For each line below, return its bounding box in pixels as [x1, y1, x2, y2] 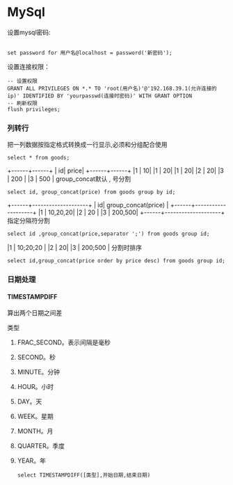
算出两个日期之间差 [7, 309, 63, 317]
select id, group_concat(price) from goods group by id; [7, 189, 176, 196]
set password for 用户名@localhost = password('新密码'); [7, 49, 172, 56]
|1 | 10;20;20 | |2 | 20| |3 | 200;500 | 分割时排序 [7, 244, 143, 252]
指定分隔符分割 [7, 216, 50, 225]
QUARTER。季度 [17, 442, 65, 450]
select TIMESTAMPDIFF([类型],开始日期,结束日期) [17, 472, 151, 479]
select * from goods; [7, 154, 70, 161]
